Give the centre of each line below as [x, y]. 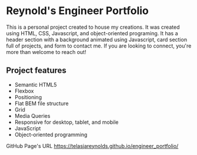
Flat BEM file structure [41, 103]
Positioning [28, 97]
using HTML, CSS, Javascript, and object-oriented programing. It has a [92, 33]
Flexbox [24, 91]
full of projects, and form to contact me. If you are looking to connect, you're [99, 46]
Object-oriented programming [51, 134]
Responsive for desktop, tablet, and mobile [66, 122]
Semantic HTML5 [36, 85]
